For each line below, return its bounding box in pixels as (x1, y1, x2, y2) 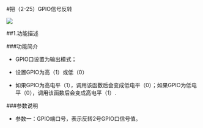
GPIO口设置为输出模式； (15, 55, 77, 63)
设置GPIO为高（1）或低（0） (15, 69, 88, 76)
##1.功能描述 (6, 30, 39, 37)
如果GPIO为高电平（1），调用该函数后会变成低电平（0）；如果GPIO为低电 (15, 82, 197, 88)
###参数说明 (6, 102, 39, 109)
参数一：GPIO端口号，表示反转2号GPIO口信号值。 (15, 115, 142, 122)
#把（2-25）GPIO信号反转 (6, 5, 73, 12)
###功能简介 (6, 43, 39, 50)
